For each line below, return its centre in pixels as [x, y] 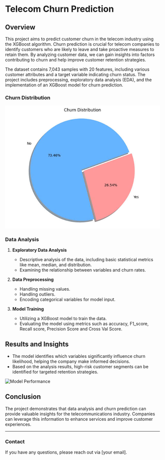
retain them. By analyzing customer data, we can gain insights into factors [80, 54]
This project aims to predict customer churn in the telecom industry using [79, 39]
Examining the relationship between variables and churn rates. [83, 270]
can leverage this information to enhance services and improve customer [79, 419]
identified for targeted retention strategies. [55, 372]
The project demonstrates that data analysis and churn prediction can [76, 408]
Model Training [28, 309]
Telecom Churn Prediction [60, 9]
